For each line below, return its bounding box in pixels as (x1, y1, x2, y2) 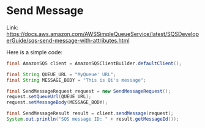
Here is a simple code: (6, 48, 63, 55)
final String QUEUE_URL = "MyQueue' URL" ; (6, 71, 116, 77)
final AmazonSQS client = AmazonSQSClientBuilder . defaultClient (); (6, 60, 182, 66)
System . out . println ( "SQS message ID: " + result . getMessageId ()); (6, 116, 179, 123)
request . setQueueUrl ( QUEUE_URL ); (6, 94, 92, 100)
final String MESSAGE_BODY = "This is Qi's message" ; (6, 77, 147, 83)
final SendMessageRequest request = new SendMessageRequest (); (6, 88, 171, 94)
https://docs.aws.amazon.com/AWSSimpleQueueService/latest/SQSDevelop (6, 30, 199, 37)
